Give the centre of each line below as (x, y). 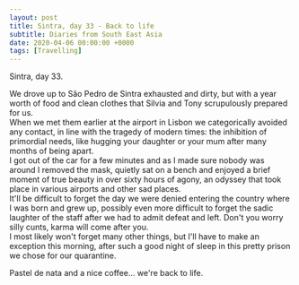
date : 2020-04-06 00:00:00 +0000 (72, 43)
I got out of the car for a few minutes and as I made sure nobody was (137, 160)
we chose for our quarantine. (63, 255)
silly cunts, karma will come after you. (79, 227)
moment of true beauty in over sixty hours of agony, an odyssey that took (145, 179)
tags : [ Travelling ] (46, 51)
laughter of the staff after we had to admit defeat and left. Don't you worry (146, 218)
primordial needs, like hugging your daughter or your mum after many (138, 142)
